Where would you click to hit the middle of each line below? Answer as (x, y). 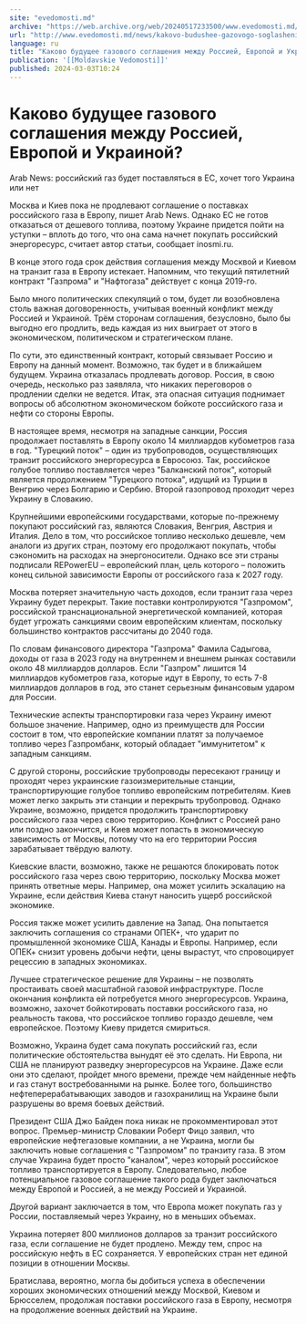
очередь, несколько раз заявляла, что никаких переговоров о (131, 384)
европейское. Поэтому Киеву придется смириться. (110, 1028)
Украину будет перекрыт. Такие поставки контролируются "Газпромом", (151, 602)
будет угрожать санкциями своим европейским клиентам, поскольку (146, 621)
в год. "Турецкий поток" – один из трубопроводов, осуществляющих (143, 450)
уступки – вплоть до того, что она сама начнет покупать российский (143, 234)
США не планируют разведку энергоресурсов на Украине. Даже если (147, 1064)
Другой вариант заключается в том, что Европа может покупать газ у (146, 1206)
